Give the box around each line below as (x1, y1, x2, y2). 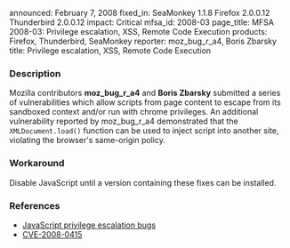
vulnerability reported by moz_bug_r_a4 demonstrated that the (9, 116, 238, 127)
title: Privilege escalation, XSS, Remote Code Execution (9, 45, 212, 56)
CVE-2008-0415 (21, 228, 83, 239)
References (9, 199, 60, 212)
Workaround (9, 157, 65, 170)
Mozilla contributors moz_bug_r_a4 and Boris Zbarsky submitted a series (9, 88, 281, 99)
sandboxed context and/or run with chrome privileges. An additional (9, 107, 259, 117)
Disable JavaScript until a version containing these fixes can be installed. (9, 177, 277, 188)
